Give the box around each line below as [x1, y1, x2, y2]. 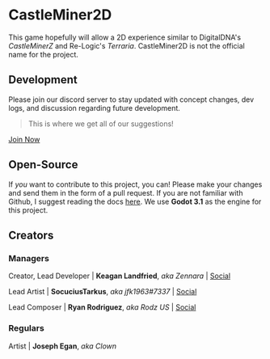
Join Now [8, 134, 40, 144]
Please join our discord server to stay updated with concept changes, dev [8, 95, 255, 104]
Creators [8, 228, 54, 242]
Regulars [8, 323, 44, 334]
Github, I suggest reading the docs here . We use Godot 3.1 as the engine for [8, 196, 262, 206]
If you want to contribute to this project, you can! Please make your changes [8, 179, 263, 189]
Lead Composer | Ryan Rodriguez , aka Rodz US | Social [8, 302, 196, 312]
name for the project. [8, 49, 78, 59]
